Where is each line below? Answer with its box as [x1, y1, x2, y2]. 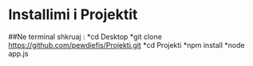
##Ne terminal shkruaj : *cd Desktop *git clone [8, 32, 162, 41]
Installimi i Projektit [8, 6, 138, 24]
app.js [8, 49, 29, 58]
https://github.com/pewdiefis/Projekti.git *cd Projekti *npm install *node [8, 40, 245, 49]
